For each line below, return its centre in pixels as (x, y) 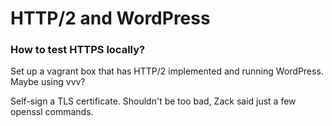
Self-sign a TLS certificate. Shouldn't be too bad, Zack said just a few (153, 101)
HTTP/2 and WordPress (110, 18)
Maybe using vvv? (48, 82)
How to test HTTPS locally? (78, 50)
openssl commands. (52, 112)
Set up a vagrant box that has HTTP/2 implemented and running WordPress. (167, 71)
